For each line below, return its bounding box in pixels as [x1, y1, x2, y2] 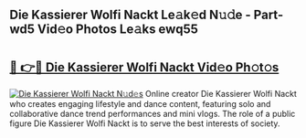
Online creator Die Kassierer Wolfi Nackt [144, 89, 297, 99]
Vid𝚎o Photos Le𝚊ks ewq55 [37, 22, 199, 37]
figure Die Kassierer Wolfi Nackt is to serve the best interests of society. [9, 118, 280, 129]
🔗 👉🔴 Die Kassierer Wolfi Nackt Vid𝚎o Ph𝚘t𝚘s [9, 59, 280, 75]
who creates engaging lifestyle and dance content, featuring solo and [9, 99, 271, 109]
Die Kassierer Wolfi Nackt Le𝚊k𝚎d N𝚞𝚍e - [9, 7, 251, 23]
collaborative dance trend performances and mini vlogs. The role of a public [9, 109, 296, 119]
